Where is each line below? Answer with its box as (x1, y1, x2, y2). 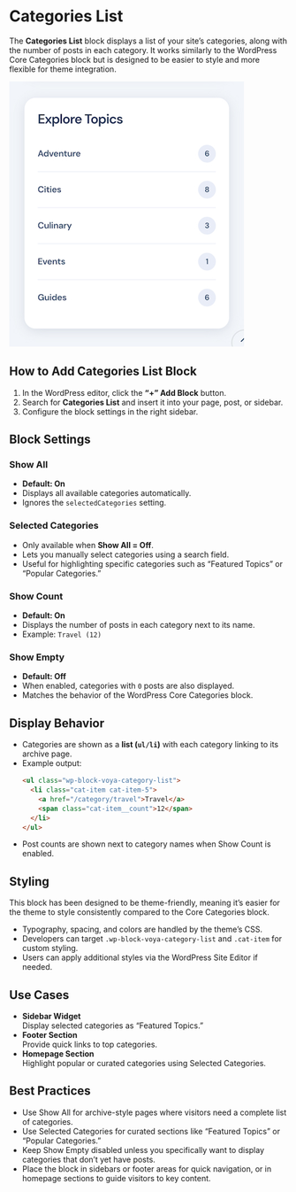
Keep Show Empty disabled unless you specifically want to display (21, 1144, 265, 1155)
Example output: (21, 758, 82, 769)
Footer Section (21, 1030, 78, 1041)
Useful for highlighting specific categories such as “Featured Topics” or (21, 558, 283, 569)
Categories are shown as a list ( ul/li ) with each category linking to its (21, 739, 279, 750)
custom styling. (21, 943, 79, 954)
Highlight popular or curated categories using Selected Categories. (21, 1058, 267, 1069)
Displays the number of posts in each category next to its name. (21, 620, 255, 631)
